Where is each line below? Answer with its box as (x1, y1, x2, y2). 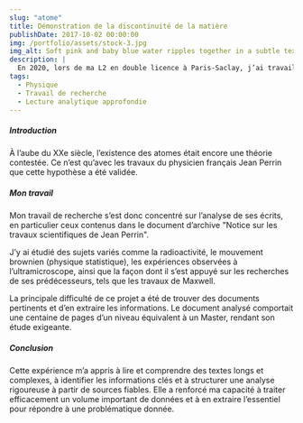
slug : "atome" (9, 13, 63, 23)
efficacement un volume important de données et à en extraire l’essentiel (9, 394, 281, 405)
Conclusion (9, 342, 54, 353)
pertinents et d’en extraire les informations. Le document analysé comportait (9, 303, 294, 314)
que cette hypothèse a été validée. (9, 167, 138, 178)
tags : (9, 72, 30, 81)
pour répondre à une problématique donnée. (9, 403, 175, 415)
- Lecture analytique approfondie (17, 97, 147, 106)
